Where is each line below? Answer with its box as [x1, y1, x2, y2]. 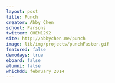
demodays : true [6, 52, 44, 58]
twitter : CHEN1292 [6, 30, 51, 36]
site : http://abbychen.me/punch [6, 36, 86, 41]
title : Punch [6, 14, 38, 20]
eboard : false [6, 57, 41, 63]
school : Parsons [6, 25, 46, 31]
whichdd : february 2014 [6, 68, 65, 74]
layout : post [6, 8, 38, 15]
